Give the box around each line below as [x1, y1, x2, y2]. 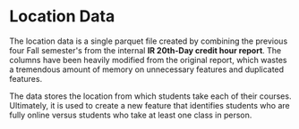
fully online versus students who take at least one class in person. [9, 109, 252, 120]
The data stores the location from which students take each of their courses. [9, 91, 292, 101]
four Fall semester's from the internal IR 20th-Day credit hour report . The [9, 44, 282, 55]
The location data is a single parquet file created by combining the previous [9, 36, 288, 46]
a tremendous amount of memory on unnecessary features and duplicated [9, 64, 285, 75]
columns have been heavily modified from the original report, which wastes [9, 54, 287, 65]
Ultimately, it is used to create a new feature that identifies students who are [9, 100, 290, 110]
